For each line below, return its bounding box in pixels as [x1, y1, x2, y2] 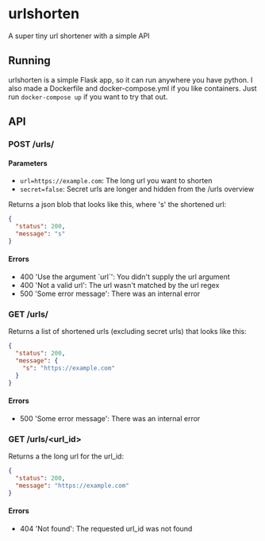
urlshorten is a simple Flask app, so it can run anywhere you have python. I [8, 75, 253, 84]
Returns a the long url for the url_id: [8, 451, 125, 461]
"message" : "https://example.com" [15, 482, 129, 489]
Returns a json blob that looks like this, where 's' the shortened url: [8, 200, 227, 209]
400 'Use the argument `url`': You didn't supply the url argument [19, 271, 230, 282]
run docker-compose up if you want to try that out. [8, 92, 168, 102]
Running [8, 54, 52, 67]
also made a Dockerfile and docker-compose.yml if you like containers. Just [8, 83, 257, 93]
